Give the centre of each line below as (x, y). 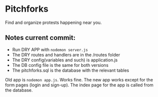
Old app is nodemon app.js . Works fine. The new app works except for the (79, 79)
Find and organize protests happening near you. (53, 22)
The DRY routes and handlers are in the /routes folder (66, 55)
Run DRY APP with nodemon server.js (50, 49)
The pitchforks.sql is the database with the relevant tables (71, 70)
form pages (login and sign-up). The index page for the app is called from (79, 85)
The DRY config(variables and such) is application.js (65, 60)
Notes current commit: (40, 38)
